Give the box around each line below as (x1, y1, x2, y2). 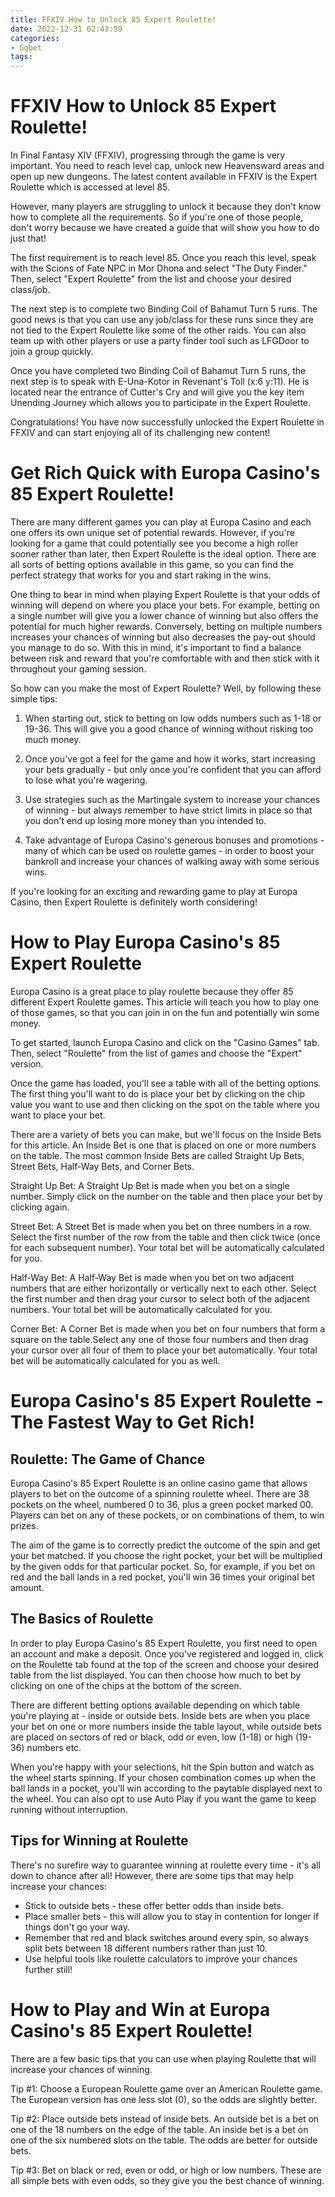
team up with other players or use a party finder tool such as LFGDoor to (10, 335, 310, 347)
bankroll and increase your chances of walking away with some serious (24, 856, 320, 867)
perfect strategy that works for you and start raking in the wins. (10, 569, 272, 581)
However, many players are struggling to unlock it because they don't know (10, 201, 322, 213)
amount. (10, 1581, 45, 1593)
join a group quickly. (10, 346, 94, 358)
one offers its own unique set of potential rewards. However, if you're (10, 527, 295, 538)
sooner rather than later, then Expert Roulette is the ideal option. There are (10, 548, 317, 560)
